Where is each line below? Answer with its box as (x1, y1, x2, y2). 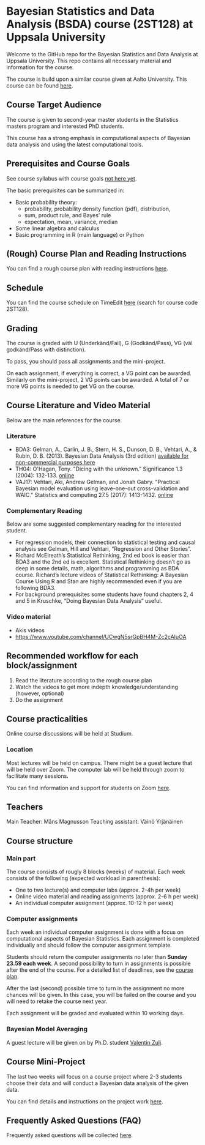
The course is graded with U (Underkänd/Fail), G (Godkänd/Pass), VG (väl (6, 340, 193, 346)
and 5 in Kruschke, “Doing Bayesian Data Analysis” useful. (15, 597, 163, 605)
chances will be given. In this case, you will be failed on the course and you (6, 991, 196, 999)
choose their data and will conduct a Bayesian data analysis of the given (6, 1079, 188, 1087)
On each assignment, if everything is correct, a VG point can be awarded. (6, 370, 192, 377)
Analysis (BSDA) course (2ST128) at (6, 17, 193, 31)
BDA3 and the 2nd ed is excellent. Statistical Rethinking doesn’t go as (15, 558, 191, 565)
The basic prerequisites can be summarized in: (6, 187, 125, 194)
